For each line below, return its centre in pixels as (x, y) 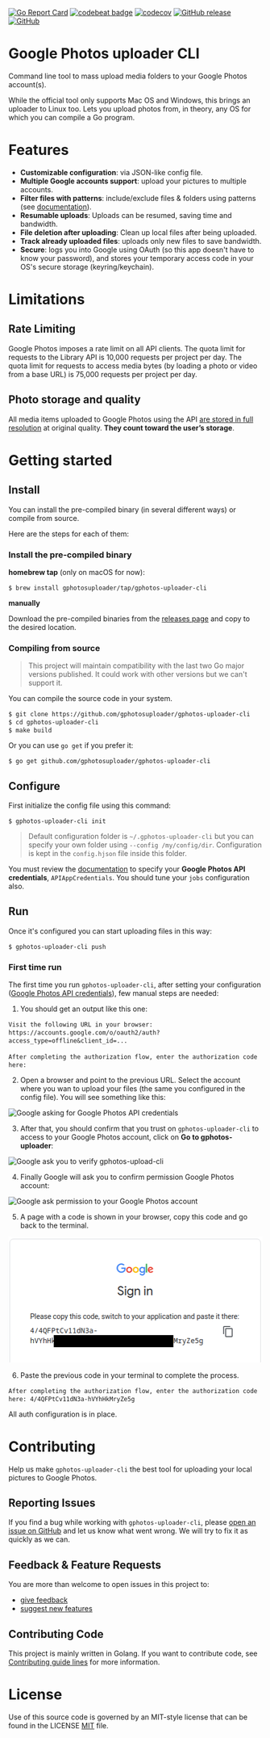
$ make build (30, 731)
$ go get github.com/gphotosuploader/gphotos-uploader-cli (110, 762)
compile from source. (44, 518)
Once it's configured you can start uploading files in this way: (110, 931)
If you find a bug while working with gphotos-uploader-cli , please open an (132, 1522)
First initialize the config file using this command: (89, 806)
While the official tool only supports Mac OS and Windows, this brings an (130, 100)
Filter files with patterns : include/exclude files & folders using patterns (138, 198)
